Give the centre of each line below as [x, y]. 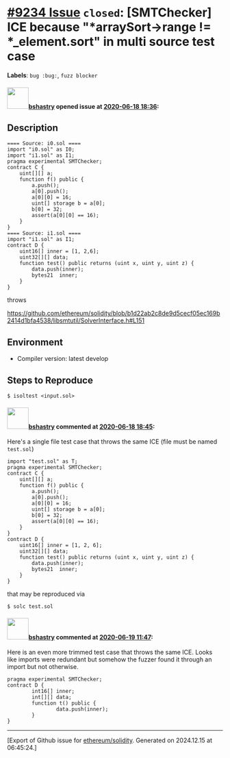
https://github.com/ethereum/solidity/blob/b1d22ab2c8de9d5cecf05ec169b [114, 314]
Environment [35, 342]
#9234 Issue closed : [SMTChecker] [110, 13]
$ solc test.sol [30, 607]
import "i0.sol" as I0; [41, 150]
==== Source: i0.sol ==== [44, 144]
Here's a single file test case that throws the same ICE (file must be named [112, 442]
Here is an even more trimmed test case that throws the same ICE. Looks [110, 653]
